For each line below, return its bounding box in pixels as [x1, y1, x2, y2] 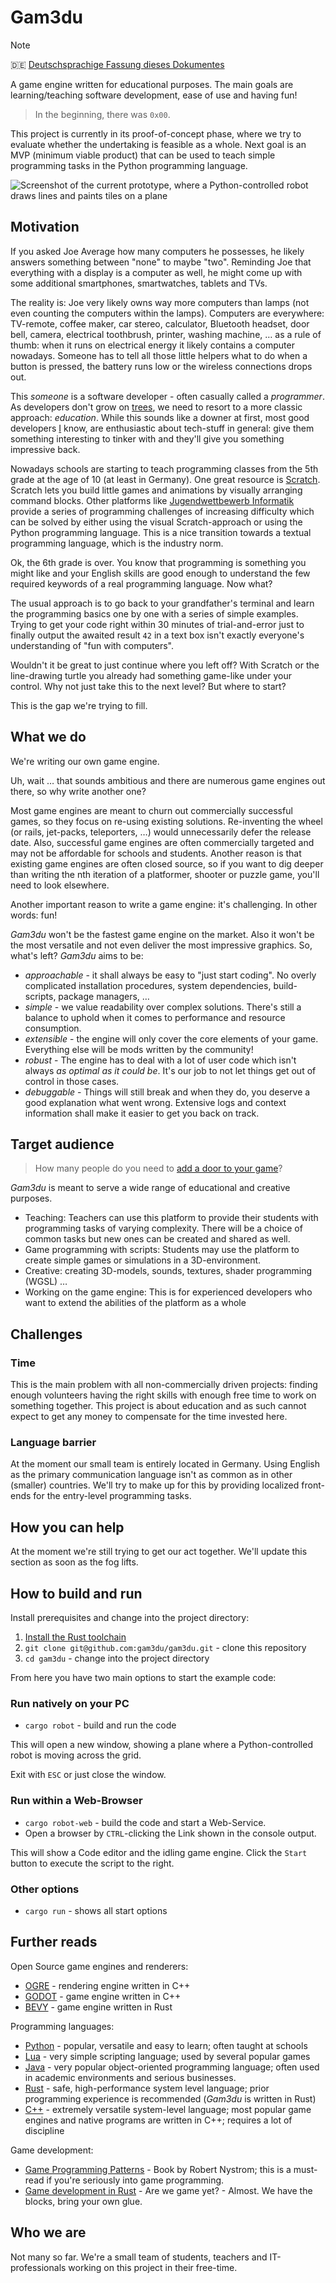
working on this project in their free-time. [68, 2261, 238, 2273]
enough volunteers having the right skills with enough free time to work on [10, 1389, 317, 1401]
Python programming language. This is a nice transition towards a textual [10, 526, 312, 538]
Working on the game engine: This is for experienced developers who [24, 1286, 313, 1298]
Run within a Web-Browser [10, 1794, 143, 1808]
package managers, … [58, 990, 150, 1002]
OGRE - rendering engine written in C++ [24, 1979, 191, 1991]
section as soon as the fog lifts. [10, 1556, 139, 1568]
